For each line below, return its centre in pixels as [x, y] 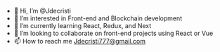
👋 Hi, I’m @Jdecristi [43, 11]
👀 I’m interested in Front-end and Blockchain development [98, 18]
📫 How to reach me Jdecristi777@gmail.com [80, 41]
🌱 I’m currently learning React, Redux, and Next [83, 26]
